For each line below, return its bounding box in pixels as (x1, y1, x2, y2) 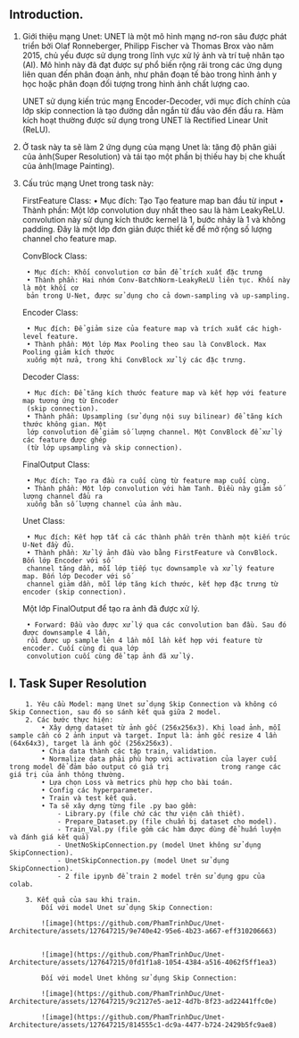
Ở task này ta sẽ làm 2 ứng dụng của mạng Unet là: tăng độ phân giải (21, 141, 277, 152)
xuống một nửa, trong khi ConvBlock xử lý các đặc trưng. (26, 355, 247, 365)
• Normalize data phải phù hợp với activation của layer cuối (41, 755, 278, 764)
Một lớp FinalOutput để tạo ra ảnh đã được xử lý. (21, 603, 201, 613)
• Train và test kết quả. (41, 793, 138, 803)
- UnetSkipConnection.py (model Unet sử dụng (56, 856, 229, 865)
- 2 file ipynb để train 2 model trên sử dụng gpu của (56, 872, 266, 881)
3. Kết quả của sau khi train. (25, 895, 142, 904)
